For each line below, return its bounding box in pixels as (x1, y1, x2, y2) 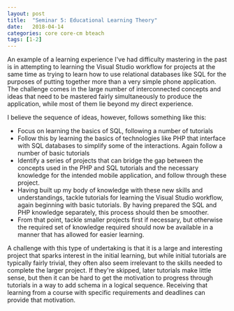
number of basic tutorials (17, 149, 90, 158)
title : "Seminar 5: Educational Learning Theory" (7, 17, 158, 24)
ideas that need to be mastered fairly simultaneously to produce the (7, 92, 203, 101)
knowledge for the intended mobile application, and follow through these (17, 172, 227, 180)
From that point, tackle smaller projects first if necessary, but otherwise (17, 215, 224, 224)
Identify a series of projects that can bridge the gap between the (17, 156, 204, 165)
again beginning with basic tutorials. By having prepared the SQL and (17, 201, 217, 209)
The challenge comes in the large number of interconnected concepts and (7, 85, 221, 93)
